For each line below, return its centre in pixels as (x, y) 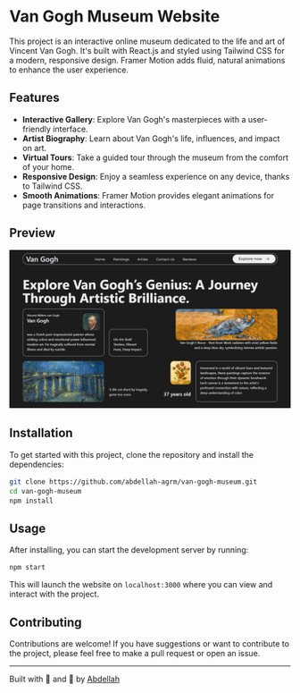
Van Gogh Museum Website (115, 17)
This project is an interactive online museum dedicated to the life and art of (147, 41)
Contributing (46, 622)
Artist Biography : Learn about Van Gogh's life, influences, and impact (151, 138)
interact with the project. (54, 594)
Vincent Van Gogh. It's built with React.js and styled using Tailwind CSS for (147, 50)
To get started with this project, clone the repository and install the (132, 454)
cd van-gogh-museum (46, 491)
